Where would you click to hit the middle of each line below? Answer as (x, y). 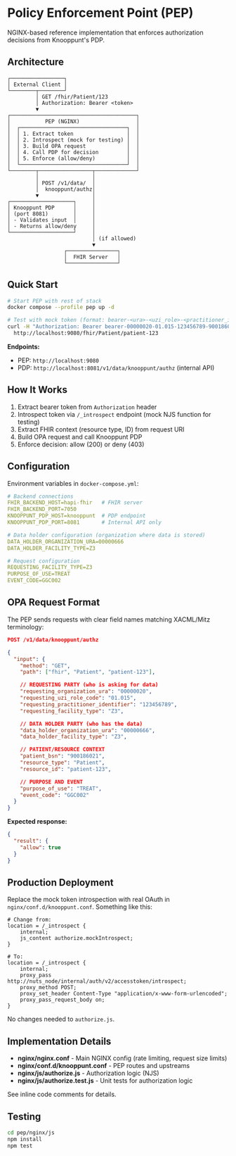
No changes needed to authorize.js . (61, 1019)
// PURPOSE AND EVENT (51, 782)
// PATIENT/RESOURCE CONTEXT (63, 750)
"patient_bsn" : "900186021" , (63, 756)
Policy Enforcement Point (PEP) (100, 13)
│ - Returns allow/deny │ (52, 226)
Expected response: (38, 822)
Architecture (36, 62)
